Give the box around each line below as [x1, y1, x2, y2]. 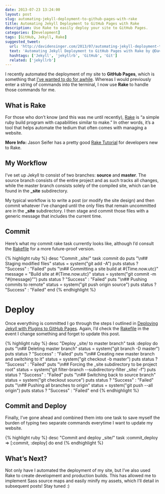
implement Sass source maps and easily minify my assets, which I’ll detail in [5, 478, 159, 484]
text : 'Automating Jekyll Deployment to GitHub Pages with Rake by [9, 48, 151, 53]
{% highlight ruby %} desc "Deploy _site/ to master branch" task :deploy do [5, 340, 158, 346]
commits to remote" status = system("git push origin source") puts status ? [5, 282, 157, 287]
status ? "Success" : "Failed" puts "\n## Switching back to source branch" [5, 372, 156, 378]
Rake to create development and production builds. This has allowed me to [5, 473, 156, 479]
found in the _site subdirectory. [5, 188, 69, 194]
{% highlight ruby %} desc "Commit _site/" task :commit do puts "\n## [5, 255, 148, 261]
